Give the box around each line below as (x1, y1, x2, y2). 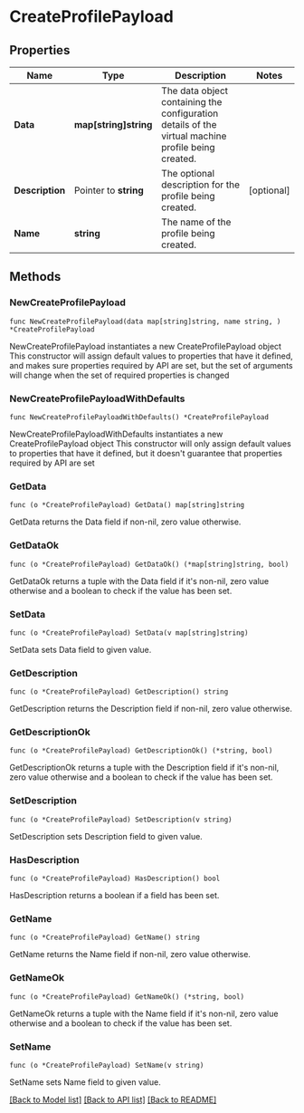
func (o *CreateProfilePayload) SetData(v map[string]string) (9, 628, 249, 638)
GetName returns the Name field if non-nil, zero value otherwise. (9, 949, 252, 960)
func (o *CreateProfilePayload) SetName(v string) (9, 1060, 204, 1070)
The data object (161, 84, 229, 97)
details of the (161, 119, 217, 130)
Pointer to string (73, 184, 144, 197)
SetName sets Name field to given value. (9, 1076, 161, 1088)
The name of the (161, 216, 232, 228)
